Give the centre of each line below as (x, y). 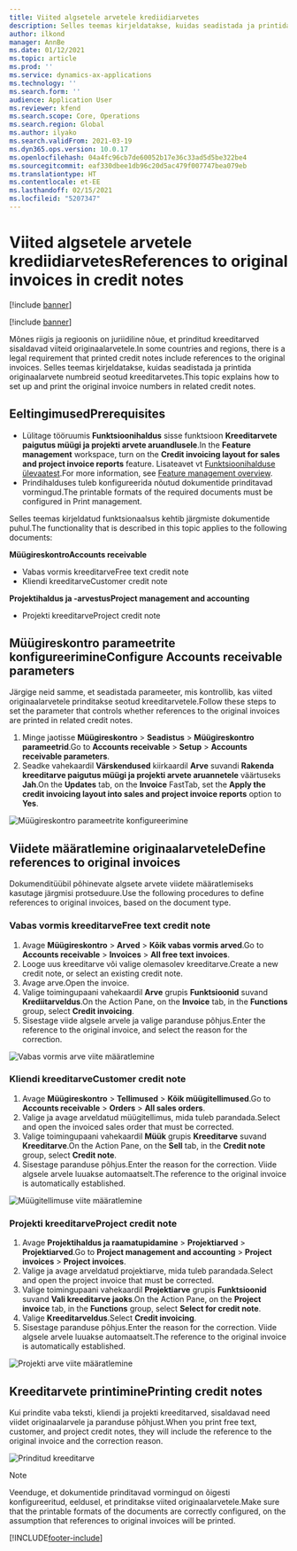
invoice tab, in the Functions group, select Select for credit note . (141, 1309)
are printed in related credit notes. (71, 721)
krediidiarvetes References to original (148, 261)
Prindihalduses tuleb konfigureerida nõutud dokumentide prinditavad (147, 482)
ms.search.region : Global (57, 125)
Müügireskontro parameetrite (92, 643)
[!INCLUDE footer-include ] (56, 1538)
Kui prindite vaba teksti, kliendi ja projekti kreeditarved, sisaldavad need (140, 1412)
